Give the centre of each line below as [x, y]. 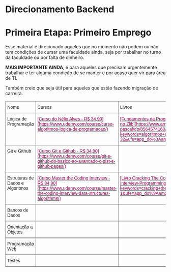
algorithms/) [49, 199]
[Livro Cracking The [139, 178]
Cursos [45, 107]
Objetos [15, 232]
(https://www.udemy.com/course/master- [77, 188]
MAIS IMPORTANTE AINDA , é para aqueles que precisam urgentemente [81, 68]
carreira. [14, 94]
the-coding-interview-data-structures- [74, 193]
